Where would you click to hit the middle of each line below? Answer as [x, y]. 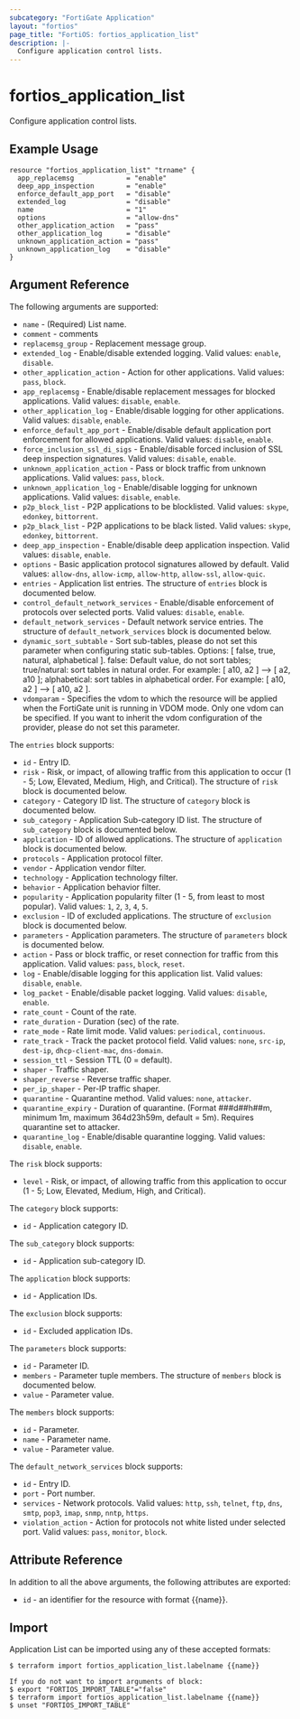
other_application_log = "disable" [94, 233]
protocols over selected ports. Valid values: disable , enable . [133, 612]
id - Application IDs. [59, 1295]
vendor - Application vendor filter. [84, 867]
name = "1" [82, 210]
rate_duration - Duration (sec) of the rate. [101, 1021]
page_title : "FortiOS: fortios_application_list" [105, 34]
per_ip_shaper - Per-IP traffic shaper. [91, 1088]
